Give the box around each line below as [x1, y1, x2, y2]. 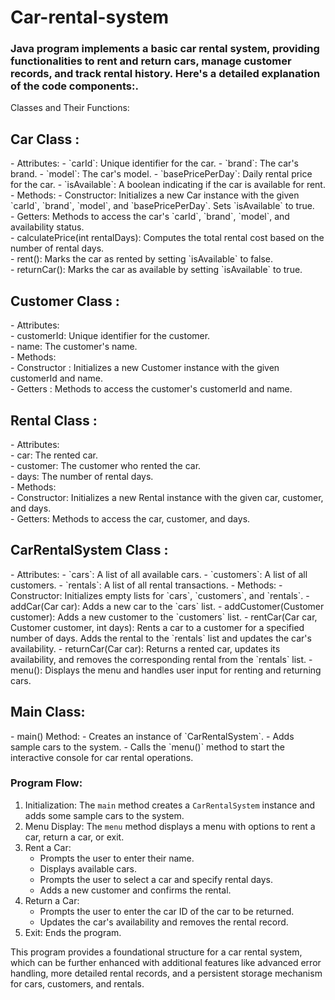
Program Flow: [10, 776, 83, 790]
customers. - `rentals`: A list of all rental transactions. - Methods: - [10, 579, 283, 591]
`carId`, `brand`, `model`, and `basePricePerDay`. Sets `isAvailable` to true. [10, 200, 315, 212]
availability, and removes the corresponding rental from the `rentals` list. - [10, 653, 313, 665]
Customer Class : [10, 292, 120, 310]
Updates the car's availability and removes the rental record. [39, 916, 289, 928]
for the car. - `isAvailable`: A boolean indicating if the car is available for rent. [10, 179, 326, 191]
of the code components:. [10, 79, 139, 93]
